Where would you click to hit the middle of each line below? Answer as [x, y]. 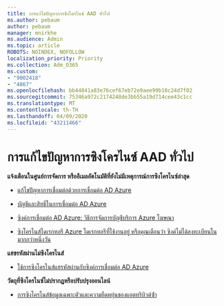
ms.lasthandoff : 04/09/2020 [48, 116]
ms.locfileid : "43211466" [44, 123]
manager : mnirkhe [32, 33]
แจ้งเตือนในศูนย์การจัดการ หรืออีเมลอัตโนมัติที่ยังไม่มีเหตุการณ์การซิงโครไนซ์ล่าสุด [98, 176]
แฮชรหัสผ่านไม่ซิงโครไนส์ [35, 254]
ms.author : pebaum [33, 20]
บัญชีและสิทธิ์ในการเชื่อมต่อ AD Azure [62, 204]
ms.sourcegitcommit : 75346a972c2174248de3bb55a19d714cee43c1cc [100, 97]
